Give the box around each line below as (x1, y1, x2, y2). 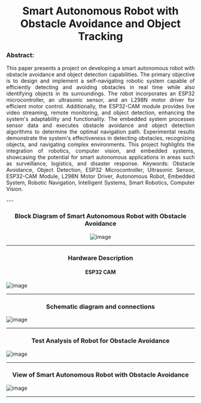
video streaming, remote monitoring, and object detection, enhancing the (6, 109, 195, 116)
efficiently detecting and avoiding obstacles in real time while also (6, 84, 195, 91)
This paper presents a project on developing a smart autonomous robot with (6, 65, 195, 72)
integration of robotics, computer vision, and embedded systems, (6, 147, 195, 154)
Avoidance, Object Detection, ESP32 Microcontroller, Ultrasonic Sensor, (6, 166, 195, 174)
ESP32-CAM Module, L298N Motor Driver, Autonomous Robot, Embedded (6, 172, 195, 180)
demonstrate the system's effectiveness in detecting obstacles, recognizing (6, 135, 195, 142)
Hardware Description (68, 253, 133, 262)
